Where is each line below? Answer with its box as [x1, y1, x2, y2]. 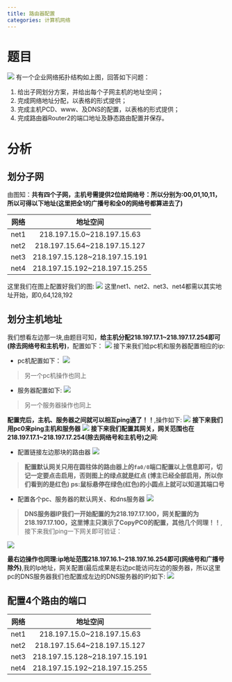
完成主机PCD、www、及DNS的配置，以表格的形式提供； [17, 105, 181, 113]
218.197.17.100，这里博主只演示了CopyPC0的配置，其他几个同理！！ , [24, 518, 223, 527]
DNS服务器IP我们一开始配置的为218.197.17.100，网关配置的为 [24, 509, 199, 518]
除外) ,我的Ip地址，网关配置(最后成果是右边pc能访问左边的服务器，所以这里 [7, 564, 221, 572]
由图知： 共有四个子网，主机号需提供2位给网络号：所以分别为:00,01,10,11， [7, 191, 221, 199]
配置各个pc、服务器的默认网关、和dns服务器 [17, 495, 145, 503]
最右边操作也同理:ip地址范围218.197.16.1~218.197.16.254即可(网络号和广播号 [7, 555, 224, 564]
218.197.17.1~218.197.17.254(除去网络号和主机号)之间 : [7, 433, 158, 442]
